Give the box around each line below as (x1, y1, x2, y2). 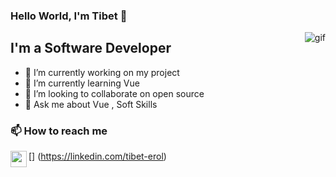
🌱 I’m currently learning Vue (24, 77, 140, 89)
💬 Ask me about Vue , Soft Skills (24, 98, 158, 110)
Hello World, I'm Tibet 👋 (10, 9, 128, 23)
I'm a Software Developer (10, 40, 172, 57)
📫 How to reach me (10, 124, 108, 138)
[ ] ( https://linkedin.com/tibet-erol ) (28, 150, 167, 163)
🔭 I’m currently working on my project (24, 66, 180, 78)
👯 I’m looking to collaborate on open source (24, 87, 205, 99)
